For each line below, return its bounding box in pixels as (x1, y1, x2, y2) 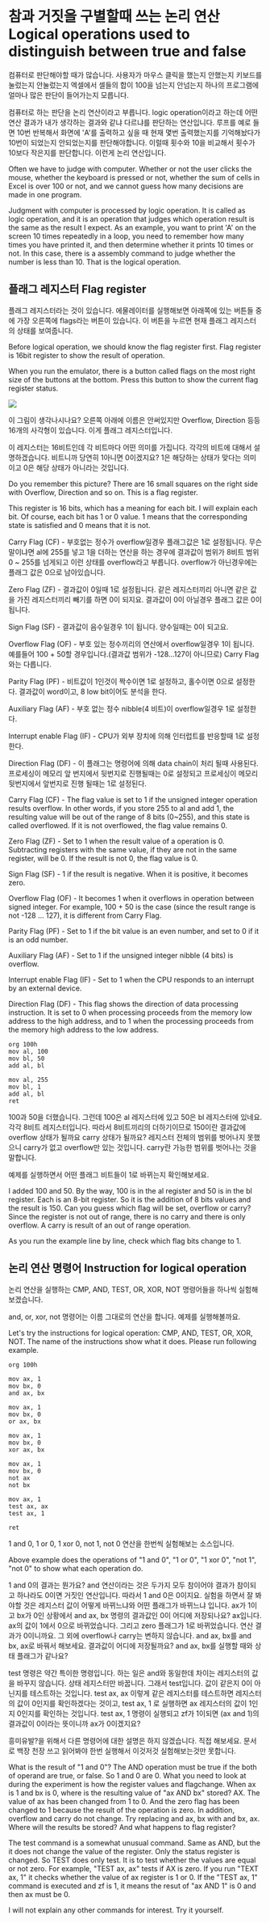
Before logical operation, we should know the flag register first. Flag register (8, 341, 262, 352)
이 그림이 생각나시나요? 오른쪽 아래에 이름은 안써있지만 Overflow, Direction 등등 (8, 415, 260, 425)
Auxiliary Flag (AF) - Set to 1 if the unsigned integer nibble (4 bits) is (8, 950, 234, 960)
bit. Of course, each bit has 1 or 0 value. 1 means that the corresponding (8, 511, 247, 522)
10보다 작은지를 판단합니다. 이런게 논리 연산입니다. (8, 147, 167, 158)
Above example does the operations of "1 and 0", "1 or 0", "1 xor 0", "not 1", (8, 1554, 256, 1565)
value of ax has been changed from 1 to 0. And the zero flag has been (8, 1796, 240, 1806)
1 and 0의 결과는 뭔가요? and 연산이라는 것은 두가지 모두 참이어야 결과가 (8, 1580, 235, 1590)
